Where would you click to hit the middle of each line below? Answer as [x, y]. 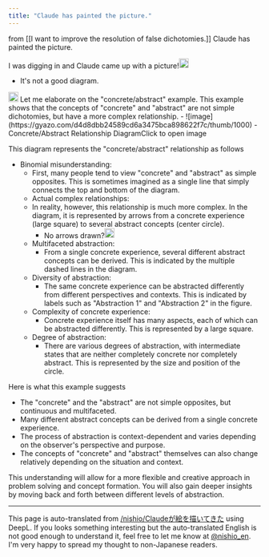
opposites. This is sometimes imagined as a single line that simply [141, 181]
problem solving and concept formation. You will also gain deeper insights [130, 486]
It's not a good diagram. [59, 81]
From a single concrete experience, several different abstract [145, 252]
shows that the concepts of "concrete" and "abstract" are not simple [121, 107]
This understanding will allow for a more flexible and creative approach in [129, 478]
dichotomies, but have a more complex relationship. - [96, 116]
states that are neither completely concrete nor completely [141, 354]
